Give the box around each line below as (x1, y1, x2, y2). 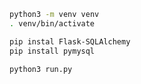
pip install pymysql (9, 46, 96, 56)
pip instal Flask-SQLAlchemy (9, 36, 131, 47)
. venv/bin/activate (9, 18, 96, 29)
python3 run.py (9, 64, 73, 74)
